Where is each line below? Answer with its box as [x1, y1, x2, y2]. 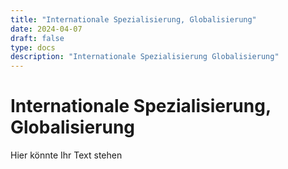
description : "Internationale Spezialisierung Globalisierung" [10, 52, 280, 62]
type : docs [10, 42, 56, 53]
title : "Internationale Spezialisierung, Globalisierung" [10, 14, 257, 25]
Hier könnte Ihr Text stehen [10, 149, 123, 161]
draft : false [10, 33, 65, 43]
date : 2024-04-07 [10, 24, 83, 34]
